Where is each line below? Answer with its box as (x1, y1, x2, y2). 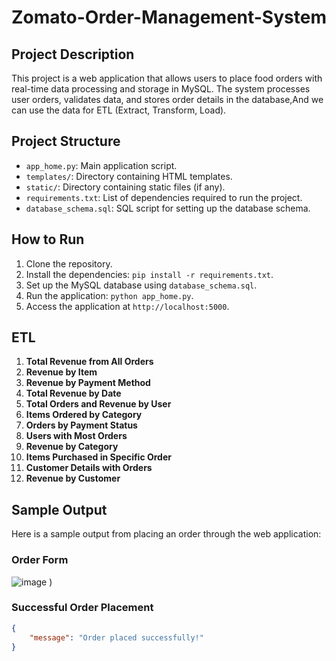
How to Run (11, 231, 85, 248)
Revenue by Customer (25, 472, 121, 485)
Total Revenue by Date (25, 387, 122, 400)
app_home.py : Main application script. (25, 159, 178, 171)
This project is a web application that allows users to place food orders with (11, 72, 323, 84)
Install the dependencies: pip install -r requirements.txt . (25, 268, 274, 280)
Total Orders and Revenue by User (25, 398, 172, 410)
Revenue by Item (25, 366, 98, 378)
